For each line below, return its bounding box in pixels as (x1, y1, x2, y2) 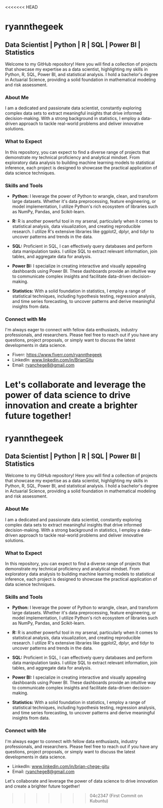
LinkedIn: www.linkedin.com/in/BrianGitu (12, 357, 94, 363)
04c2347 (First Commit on (90, 792, 143, 798)
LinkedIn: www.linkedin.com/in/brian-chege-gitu (12, 763, 109, 769)
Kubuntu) (90, 798, 109, 804)
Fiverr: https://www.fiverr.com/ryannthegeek (12, 352, 102, 358)
